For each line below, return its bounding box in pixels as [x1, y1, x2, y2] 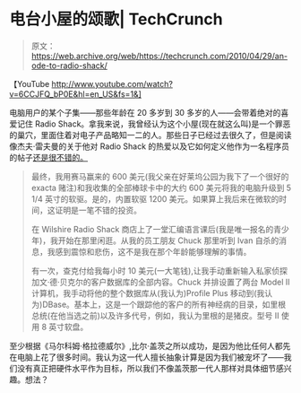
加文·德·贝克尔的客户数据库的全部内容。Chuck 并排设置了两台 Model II [30, 276, 290, 287]
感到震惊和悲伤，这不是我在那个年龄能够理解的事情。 [55, 246, 252, 257]
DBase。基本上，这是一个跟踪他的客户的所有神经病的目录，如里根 [41, 299, 287, 310]
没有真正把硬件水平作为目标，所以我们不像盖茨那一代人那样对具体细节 [16, 362, 276, 373]
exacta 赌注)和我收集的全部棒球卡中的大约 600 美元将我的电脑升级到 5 [30, 182, 292, 193]
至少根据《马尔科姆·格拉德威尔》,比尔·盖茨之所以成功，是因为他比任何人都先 [9, 340, 291, 351]
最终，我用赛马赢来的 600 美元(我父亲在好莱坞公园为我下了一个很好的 [30, 170, 289, 181]
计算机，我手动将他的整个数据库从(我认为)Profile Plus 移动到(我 [30, 287, 265, 298]
